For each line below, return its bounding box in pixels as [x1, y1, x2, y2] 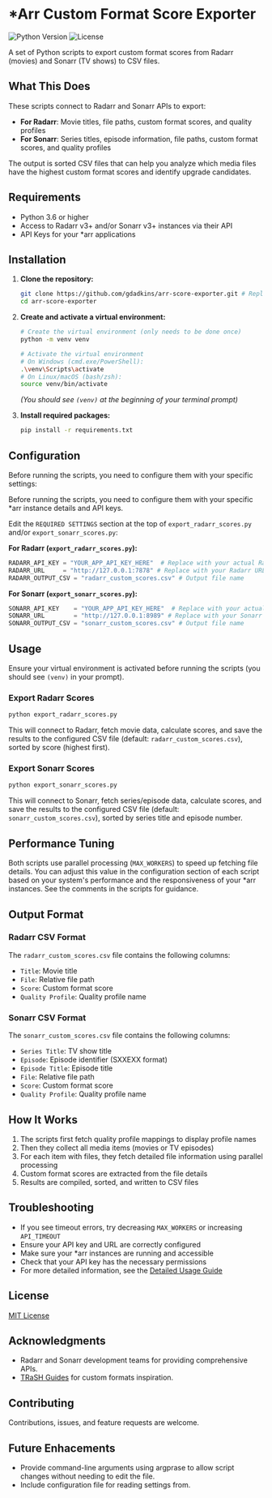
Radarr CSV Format [8, 932, 87, 943]
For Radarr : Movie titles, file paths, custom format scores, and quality [19, 117, 253, 127]
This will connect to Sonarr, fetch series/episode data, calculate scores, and [8, 796, 261, 805]
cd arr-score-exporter [19, 298, 97, 306]
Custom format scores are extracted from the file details [19, 1169, 208, 1178]
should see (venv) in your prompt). [8, 672, 125, 681]
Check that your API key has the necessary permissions [19, 1256, 207, 1266]
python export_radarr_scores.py [8, 710, 117, 719]
